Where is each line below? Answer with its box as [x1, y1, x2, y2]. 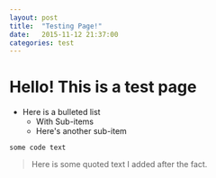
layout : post [9, 13, 58, 22]
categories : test [9, 38, 75, 48]
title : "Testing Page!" [9, 22, 103, 31]
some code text [9, 143, 67, 153]
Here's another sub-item [35, 126, 128, 137]
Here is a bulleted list [22, 107, 101, 118]
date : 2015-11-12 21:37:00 [9, 30, 119, 39]
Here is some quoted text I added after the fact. [31, 159, 208, 170]
